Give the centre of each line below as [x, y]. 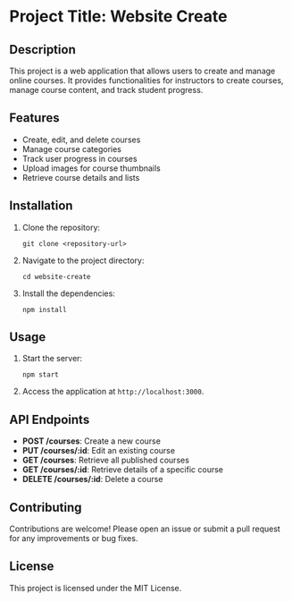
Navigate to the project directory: [83, 260]
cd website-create [56, 276]
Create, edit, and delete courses [81, 140]
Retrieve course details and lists [81, 177]
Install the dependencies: [69, 293]
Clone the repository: [61, 227]
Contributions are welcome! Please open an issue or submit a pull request [145, 529]
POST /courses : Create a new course [91, 441]
